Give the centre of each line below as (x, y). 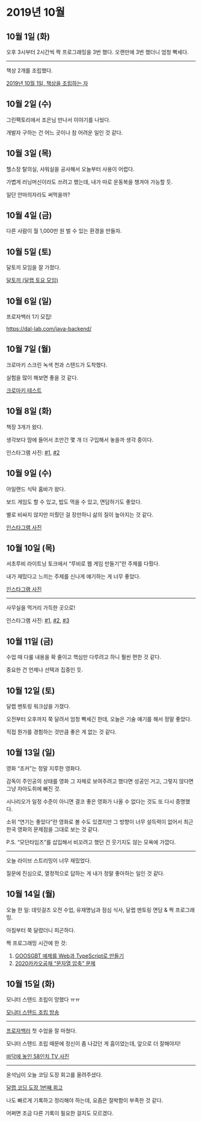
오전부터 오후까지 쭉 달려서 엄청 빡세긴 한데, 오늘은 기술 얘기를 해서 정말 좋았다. (99, 719)
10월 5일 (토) (29, 251)
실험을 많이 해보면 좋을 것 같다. (42, 378)
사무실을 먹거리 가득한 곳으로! (41, 608)
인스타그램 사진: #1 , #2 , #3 (38, 620)
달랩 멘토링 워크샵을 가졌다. (38, 706)
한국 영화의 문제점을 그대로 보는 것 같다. (53, 829)
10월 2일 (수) (29, 104)
